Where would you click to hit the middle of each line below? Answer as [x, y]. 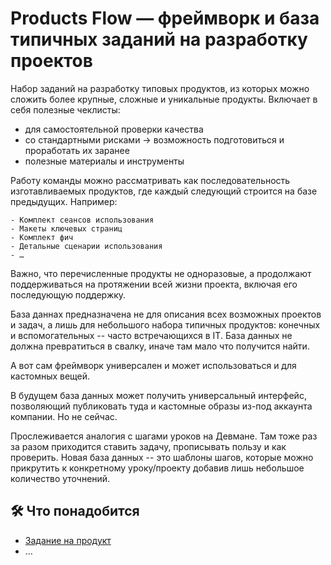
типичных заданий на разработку [159, 39]
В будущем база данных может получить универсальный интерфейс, [158, 395]
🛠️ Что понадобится [75, 511]
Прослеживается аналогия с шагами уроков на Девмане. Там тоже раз [164, 436]
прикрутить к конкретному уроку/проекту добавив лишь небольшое [157, 468]
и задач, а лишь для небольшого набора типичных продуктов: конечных [165, 324]
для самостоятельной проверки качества [114, 129]
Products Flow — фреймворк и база [165, 18]
